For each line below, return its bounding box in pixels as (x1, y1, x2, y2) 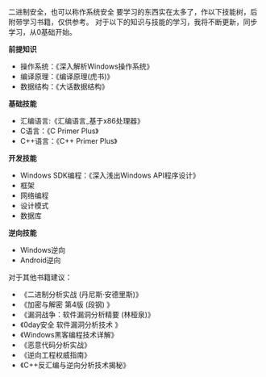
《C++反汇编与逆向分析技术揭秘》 (19, 360, 131, 370)
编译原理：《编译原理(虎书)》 (19, 72, 114, 81)
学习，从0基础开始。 (8, 27, 77, 36)
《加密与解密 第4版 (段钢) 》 (19, 300, 114, 309)
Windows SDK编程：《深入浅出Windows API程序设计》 (19, 170, 200, 180)
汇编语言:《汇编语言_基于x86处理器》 (19, 116, 145, 125)
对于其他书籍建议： (8, 273, 73, 282)
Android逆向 (19, 255, 61, 265)
